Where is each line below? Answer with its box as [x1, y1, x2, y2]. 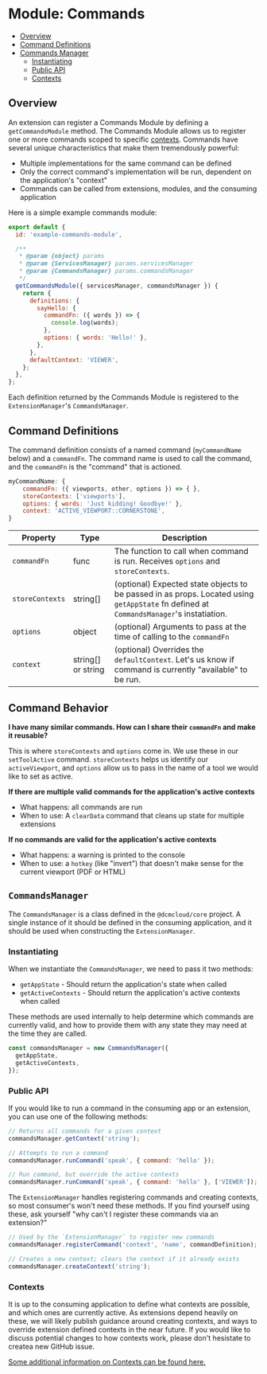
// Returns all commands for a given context [8, 1127, 161, 1135]
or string [72, 664, 105, 675]
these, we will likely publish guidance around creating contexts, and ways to [8, 1316, 257, 1325]
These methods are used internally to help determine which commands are [8, 1012, 254, 1021]
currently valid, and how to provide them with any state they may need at [8, 1021, 247, 1030]
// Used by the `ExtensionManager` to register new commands [8, 1233, 215, 1242]
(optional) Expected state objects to [114, 579, 248, 590]
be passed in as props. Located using [114, 588, 254, 599]
